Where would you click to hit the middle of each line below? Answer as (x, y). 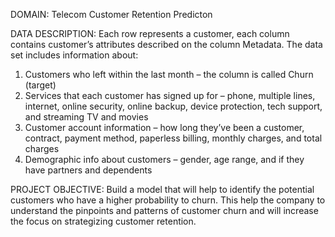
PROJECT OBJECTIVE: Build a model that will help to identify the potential (162, 189)
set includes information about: (74, 55)
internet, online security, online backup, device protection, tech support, (173, 106)
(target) (40, 85)
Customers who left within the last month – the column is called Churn (169, 74)
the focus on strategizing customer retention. (103, 221)
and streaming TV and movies (86, 117)
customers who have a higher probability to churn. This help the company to (168, 200)
